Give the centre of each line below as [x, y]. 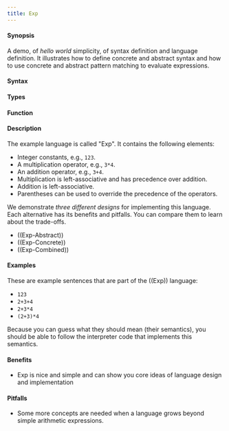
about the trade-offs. [37, 222]
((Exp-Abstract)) [40, 235]
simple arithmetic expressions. [61, 421]
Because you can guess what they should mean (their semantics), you [107, 329]
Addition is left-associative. [56, 186]
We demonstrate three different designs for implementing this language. [109, 207]
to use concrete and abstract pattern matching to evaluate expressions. [108, 65]
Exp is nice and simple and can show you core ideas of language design [119, 375]
